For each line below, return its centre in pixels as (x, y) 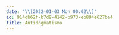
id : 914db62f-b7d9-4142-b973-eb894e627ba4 (59, 17)
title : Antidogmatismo (34, 23)
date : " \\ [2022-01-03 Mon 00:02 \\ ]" (51, 12)
